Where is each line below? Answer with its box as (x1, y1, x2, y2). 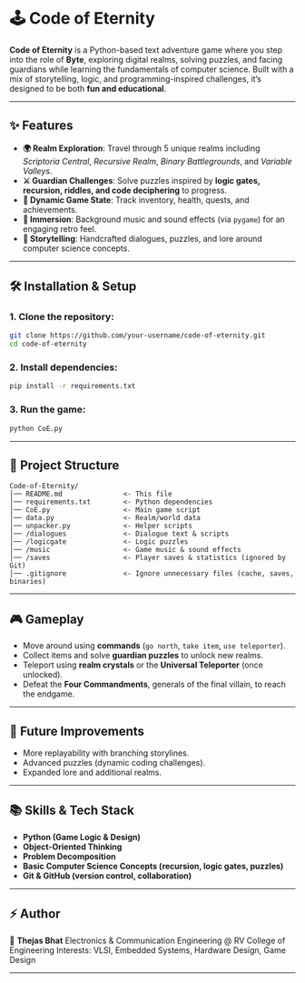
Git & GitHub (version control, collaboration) (22, 870, 192, 881)
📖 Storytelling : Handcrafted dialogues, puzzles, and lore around (22, 233, 263, 244)
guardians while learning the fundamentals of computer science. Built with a (9, 64, 294, 75)
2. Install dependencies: (9, 361, 118, 374)
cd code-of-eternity (9, 339, 88, 349)
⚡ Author (9, 907, 61, 922)
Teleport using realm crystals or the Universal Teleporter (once (22, 659, 263, 670)
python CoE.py (9, 424, 64, 433)
